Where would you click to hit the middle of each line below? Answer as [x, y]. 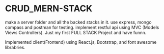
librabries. [15, 47]
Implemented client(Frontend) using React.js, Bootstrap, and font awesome [81, 42]
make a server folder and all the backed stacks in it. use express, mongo [78, 22]
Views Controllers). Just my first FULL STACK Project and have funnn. [76, 32]
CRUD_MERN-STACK [49, 9]
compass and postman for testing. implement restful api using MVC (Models [82, 27]
